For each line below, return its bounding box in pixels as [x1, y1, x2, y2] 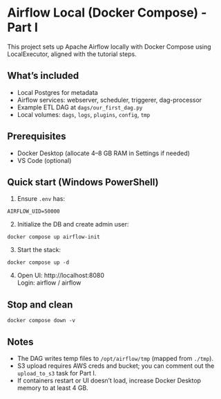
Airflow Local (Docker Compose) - [7, 5, 207, 21]
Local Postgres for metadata [17, 88, 98, 96]
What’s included [7, 70, 79, 82]
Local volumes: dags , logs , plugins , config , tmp [17, 110, 151, 118]
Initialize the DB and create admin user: [17, 220, 129, 229]
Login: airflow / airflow [17, 278, 81, 287]
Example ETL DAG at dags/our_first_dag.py [17, 103, 143, 112]
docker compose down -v [7, 317, 76, 324]
